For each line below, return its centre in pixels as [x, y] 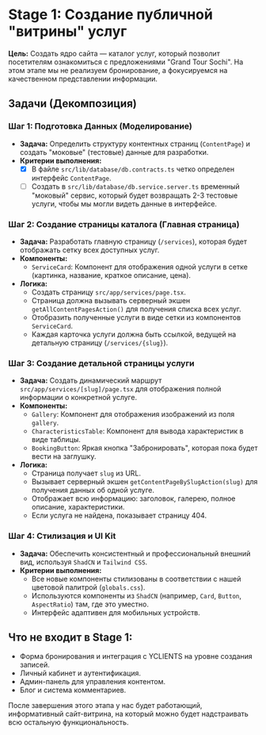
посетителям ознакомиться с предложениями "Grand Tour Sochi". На [126, 62]
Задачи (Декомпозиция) [72, 104]
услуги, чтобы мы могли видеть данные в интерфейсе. [124, 203]
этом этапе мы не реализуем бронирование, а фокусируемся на [118, 70]
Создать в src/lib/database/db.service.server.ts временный [135, 186]
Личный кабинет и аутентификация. [80, 673]
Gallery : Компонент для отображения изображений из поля [133, 414]
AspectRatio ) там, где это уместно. [90, 604]
